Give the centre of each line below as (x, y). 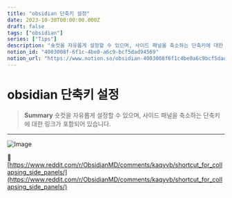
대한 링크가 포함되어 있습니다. (71, 123)
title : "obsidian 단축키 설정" (48, 13)
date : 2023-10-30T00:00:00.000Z (54, 20)
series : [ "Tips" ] (32, 39)
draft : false (26, 26)
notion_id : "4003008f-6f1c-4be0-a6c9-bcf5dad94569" (83, 52)
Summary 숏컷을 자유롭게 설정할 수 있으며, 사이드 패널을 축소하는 (113, 115)
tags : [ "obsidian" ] (35, 33)
